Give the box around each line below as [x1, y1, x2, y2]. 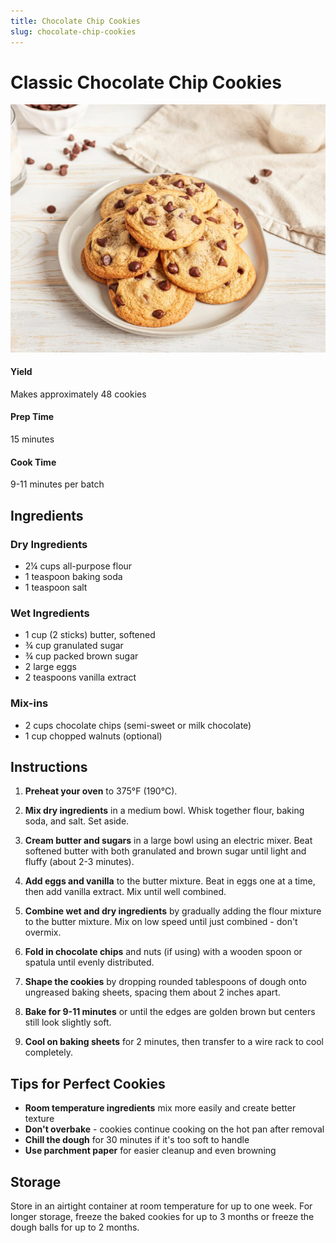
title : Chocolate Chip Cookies [10, 16, 141, 26]
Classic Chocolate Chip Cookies [10, 71, 282, 94]
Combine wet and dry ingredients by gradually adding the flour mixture [24, 905, 322, 917]
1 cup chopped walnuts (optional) [24, 730, 163, 742]
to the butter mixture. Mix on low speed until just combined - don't [24, 916, 298, 928]
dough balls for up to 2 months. [10, 1221, 140, 1233]
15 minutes [10, 433, 55, 445]
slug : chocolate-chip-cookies [10, 26, 137, 37]
